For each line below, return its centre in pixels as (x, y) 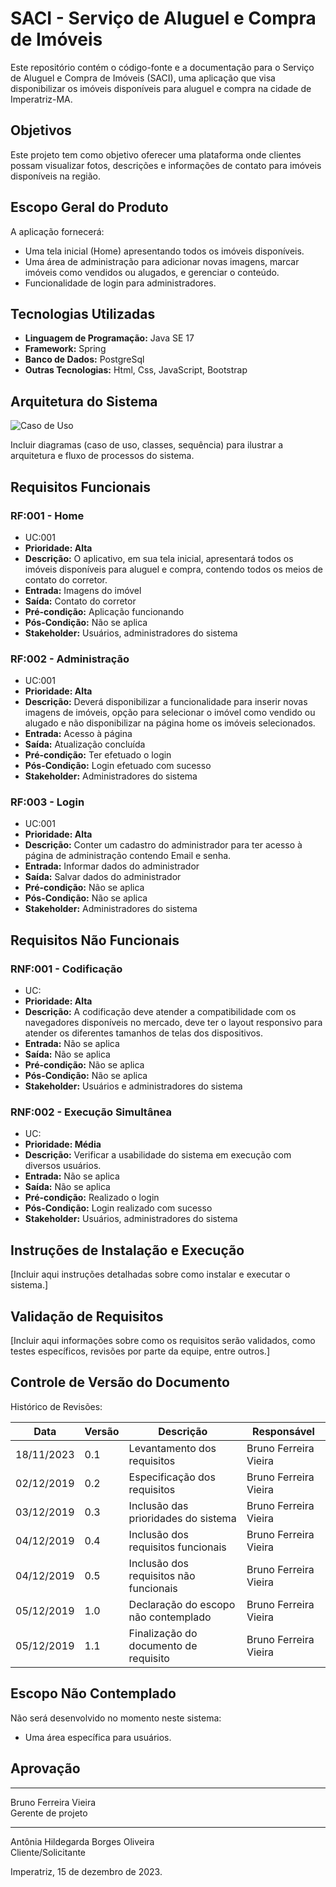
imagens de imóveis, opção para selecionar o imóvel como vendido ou (170, 713)
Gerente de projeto (49, 1813)
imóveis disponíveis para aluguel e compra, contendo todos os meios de (174, 569)
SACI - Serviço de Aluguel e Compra (163, 18)
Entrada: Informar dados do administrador (112, 866)
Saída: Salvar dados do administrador (103, 877)
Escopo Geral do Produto (89, 207)
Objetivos (41, 130)
